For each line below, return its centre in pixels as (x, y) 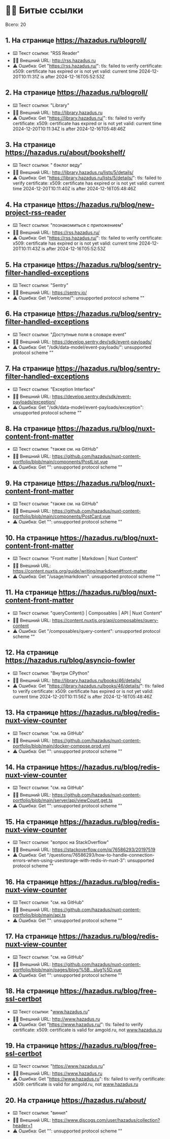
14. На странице (32, 767)
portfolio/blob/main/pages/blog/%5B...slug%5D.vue (67, 970)
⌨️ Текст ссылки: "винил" (40, 1113)
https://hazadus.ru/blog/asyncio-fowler (70, 661)
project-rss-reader (36, 212)
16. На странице (32, 882)
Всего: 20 (16, 24)
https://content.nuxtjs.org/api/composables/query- (105, 620)
